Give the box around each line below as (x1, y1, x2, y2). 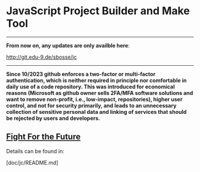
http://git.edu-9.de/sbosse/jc (6, 53, 77, 60)
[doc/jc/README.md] (6, 159, 58, 166)
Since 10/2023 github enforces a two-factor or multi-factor (6, 70, 156, 78)
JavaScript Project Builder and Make (6, 4, 190, 18)
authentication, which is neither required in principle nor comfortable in (6, 77, 187, 84)
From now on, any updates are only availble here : (6, 42, 130, 49)
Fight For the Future (6, 132, 81, 142)
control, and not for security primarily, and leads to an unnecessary (6, 102, 177, 109)
